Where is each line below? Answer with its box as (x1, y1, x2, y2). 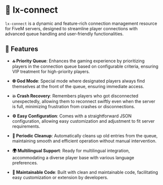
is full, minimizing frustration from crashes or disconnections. (12, 103, 135, 109)
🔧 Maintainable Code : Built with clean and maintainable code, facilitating (12, 169, 158, 175)
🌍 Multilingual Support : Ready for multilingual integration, (12, 148, 130, 153)
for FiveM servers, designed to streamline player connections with (5, 25, 138, 31)
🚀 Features (5, 45, 38, 53)
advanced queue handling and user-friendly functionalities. (5, 31, 124, 37)
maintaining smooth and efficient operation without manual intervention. (12, 138, 157, 144)
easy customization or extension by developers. (12, 174, 109, 180)
